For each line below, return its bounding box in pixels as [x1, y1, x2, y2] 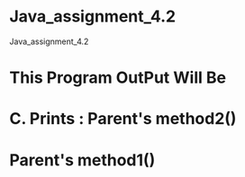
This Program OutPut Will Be [9, 67, 227, 88]
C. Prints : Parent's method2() [9, 109, 237, 129]
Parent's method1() [9, 150, 156, 170]
